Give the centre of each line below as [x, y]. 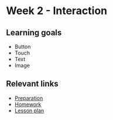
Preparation [29, 98]
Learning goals [34, 33]
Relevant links [32, 84]
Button [23, 46]
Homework [28, 104]
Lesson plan [29, 111]
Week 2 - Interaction [57, 11]
